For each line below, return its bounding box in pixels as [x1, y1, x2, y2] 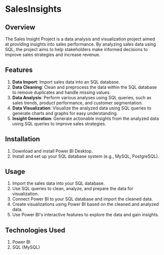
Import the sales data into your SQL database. [12, 180, 105, 186]
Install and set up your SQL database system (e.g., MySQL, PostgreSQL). [12, 153, 159, 159]
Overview [5, 23, 36, 31]
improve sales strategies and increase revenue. [5, 52, 100, 57]
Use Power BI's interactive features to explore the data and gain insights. [12, 212, 159, 218]
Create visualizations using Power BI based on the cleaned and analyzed [12, 201, 159, 207]
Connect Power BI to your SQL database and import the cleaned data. [12, 196, 153, 202]
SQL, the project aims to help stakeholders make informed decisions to [5, 47, 148, 52]
